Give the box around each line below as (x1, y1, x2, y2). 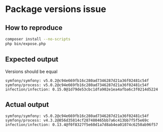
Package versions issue (5, 3, 106, 15)
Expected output (5, 55, 59, 63)
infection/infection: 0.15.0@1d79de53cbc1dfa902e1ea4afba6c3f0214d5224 (5, 86, 158, 92)
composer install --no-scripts (5, 36, 71, 41)
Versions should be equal (5, 68, 58, 74)
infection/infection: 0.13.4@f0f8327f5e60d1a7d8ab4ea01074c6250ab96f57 (5, 122, 158, 127)
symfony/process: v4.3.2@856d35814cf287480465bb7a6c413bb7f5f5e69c (5, 118, 149, 123)
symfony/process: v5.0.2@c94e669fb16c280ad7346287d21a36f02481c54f (5, 82, 149, 87)
